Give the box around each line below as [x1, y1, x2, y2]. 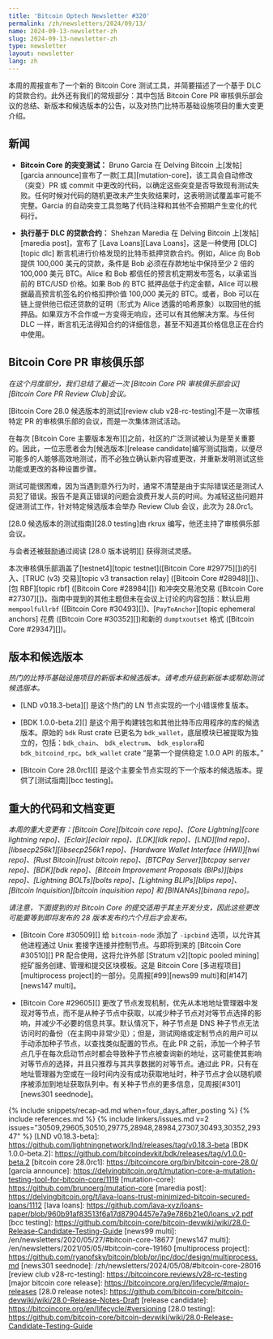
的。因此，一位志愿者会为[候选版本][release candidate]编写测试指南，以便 [8, 443, 256, 453]
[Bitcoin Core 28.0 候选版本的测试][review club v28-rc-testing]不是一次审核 [8, 406, 260, 415]
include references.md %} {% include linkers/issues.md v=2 [8, 1114, 209, 1124]
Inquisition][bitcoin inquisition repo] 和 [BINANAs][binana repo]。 [36, 885, 254, 895]
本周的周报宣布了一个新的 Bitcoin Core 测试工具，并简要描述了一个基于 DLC [8, 80, 262, 90]
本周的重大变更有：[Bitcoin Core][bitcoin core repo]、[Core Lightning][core [8, 824, 259, 834]
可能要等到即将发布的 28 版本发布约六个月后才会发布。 [8, 913, 192, 923]
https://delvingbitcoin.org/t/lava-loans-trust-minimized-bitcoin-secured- [8, 1192, 250, 1202]
